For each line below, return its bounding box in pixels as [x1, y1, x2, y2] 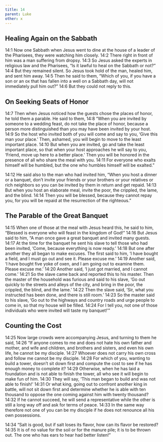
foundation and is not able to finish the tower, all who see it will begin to [5, 371, 148, 377]
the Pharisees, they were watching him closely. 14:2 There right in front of [5, 52, 153, 58]
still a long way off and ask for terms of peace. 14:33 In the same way [5, 402, 145, 407]
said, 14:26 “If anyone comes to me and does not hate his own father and [5, 340, 152, 346]
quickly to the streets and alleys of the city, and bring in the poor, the [5, 281, 143, 288]
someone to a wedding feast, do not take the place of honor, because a [5, 121, 148, 127]
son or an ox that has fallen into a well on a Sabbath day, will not [5, 78, 134, 84]
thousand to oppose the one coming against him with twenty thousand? [5, 391, 149, 397]
